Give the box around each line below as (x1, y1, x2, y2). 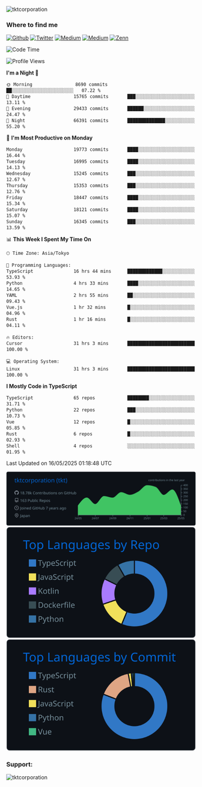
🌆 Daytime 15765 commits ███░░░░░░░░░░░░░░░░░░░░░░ (6, 94, 195, 100)
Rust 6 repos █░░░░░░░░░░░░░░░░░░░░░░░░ (6, 431, 195, 437)
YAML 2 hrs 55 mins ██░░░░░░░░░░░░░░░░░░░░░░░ (6, 292, 195, 299)
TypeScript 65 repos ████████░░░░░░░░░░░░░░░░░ (6, 395, 195, 401)
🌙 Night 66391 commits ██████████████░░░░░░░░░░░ (6, 118, 195, 124)
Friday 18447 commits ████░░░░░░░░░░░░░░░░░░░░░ (6, 195, 195, 201)
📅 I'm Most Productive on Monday (6, 134, 93, 141)
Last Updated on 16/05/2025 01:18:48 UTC (6, 460, 112, 467)
